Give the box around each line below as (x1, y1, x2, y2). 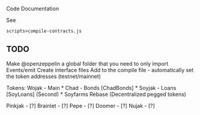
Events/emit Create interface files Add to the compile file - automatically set (6, 66, 194, 73)
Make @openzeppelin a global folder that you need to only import (6, 60, 169, 67)
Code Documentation (6, 5, 59, 12)
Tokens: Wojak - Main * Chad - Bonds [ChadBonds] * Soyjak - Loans (6, 84, 177, 91)
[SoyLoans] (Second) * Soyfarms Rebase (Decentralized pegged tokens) (6, 91, 186, 98)
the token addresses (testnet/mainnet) (6, 73, 101, 80)
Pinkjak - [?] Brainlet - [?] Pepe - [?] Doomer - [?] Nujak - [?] (6, 102, 155, 109)
